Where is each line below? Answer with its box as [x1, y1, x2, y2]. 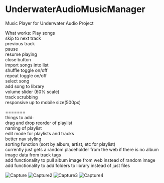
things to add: [5, 114, 34, 120]
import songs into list [5, 62, 49, 68]
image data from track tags [5, 152, 61, 158]
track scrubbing [5, 94, 38, 100]
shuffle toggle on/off [5, 67, 48, 73]
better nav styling [5, 136, 42, 142]
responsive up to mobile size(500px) [5, 99, 81, 105]
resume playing [5, 51, 37, 57]
